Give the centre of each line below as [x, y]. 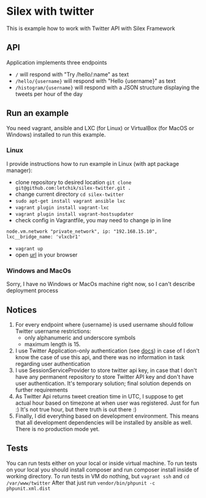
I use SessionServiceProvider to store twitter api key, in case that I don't [106, 370]
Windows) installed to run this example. [56, 134]
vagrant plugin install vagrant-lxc [62, 208]
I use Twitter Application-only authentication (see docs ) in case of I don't [107, 351]
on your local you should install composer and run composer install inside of [103, 469]
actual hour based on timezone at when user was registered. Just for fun [107, 403]
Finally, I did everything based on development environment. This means [107, 416]
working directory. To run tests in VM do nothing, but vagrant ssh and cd [98, 476]
